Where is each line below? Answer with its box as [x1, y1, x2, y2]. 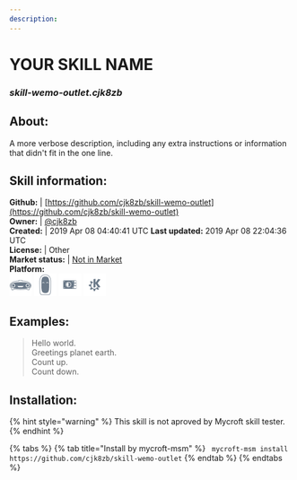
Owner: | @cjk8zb [9, 216, 78, 227]
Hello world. [31, 337, 76, 349]
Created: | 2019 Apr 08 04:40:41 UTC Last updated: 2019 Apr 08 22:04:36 [9, 225, 287, 237]
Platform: [9, 264, 45, 275]
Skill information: [9, 173, 108, 188]
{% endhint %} [9, 425, 65, 436]
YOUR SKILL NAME [9, 54, 154, 74]
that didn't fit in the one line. [9, 147, 114, 158]
